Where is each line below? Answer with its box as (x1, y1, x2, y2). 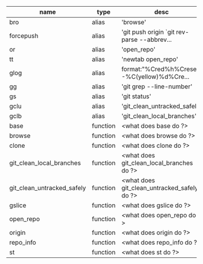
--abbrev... (138, 36, 172, 44)
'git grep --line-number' (121, 82, 193, 90)
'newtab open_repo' (121, 55, 178, 63)
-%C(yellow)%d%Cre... (121, 73, 190, 81)
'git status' (121, 92, 152, 101)
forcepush (9, 31, 39, 40)
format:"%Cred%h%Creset (121, 65, 199, 73)
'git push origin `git (121, 28, 175, 36)
